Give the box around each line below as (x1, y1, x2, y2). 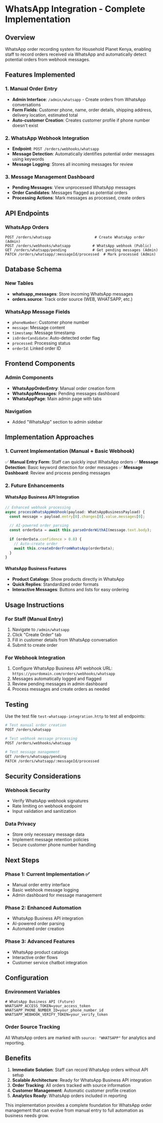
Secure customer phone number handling (12, 842, 96, 848)
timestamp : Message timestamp (12, 330, 76, 336)
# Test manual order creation (5, 723, 67, 728)
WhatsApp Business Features (5, 565, 67, 571)
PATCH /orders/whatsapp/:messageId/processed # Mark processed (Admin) (5, 252, 156, 257)
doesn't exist (12, 122, 39, 128)
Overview (5, 33, 36, 42)
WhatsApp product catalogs (12, 949, 69, 955)
